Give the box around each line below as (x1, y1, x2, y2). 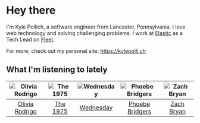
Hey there (6, 4, 56, 17)
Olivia (17, 99, 34, 108)
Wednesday (79, 103, 113, 112)
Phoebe (128, 99, 151, 108)
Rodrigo (14, 107, 37, 115)
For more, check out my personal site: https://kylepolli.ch (6, 47, 146, 54)
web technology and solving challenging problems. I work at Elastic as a (6, 29, 183, 36)
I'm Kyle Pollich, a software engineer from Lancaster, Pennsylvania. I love (6, 23, 186, 30)
